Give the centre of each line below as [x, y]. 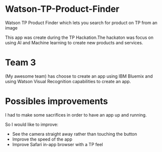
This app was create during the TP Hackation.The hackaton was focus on [79, 37]
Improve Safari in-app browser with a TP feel [57, 144]
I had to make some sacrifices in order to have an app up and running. [76, 115]
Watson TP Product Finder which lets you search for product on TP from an [81, 23]
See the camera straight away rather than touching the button [75, 134]
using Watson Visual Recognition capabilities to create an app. [68, 81]
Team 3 [20, 63]
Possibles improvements [56, 101]
